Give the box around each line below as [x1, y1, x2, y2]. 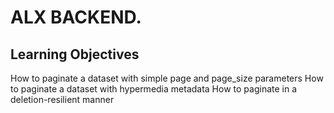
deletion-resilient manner [10, 94, 115, 105]
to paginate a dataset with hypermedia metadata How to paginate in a [10, 83, 298, 95]
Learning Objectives [10, 46, 140, 63]
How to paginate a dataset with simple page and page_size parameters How [10, 72, 324, 84]
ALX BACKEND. [10, 6, 142, 29]
